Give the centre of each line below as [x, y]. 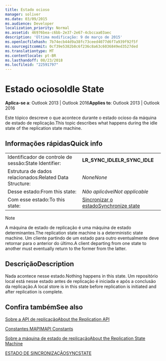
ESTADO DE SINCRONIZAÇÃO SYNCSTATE [48, 353]
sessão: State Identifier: [34, 163]
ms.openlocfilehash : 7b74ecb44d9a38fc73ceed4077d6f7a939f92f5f [72, 42]
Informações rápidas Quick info [54, 144]
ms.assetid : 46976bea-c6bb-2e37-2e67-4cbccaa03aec [58, 33]
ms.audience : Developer [30, 23]
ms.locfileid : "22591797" [32, 65]
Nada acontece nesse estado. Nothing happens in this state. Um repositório [82, 276]
